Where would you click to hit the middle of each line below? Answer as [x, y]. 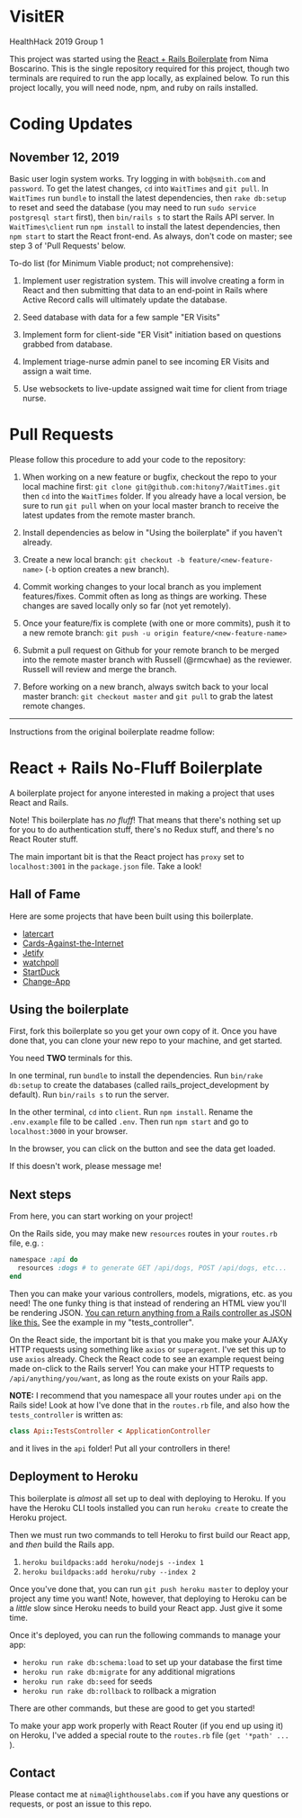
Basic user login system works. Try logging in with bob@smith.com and [138, 178]
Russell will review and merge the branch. [99, 669]
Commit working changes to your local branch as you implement [142, 586]
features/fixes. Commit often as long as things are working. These [145, 596]
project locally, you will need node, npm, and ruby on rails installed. [134, 87]
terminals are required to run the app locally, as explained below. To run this [150, 77]
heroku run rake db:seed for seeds [87, 1681]
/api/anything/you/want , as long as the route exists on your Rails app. [138, 1378]
